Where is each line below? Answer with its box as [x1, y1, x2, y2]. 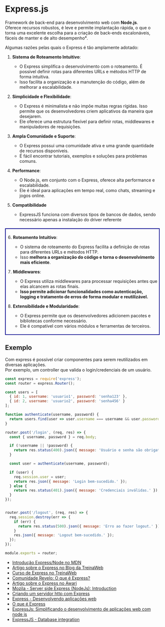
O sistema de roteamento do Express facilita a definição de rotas [20, 244, 150, 250]
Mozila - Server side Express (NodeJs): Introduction [12, 585, 117, 591]
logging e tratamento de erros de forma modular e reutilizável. [20, 294, 148, 299]
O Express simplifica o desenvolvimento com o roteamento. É [19, 63, 143, 69]
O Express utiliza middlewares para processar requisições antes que [20, 278, 158, 284]
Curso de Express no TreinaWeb [12, 569, 77, 576]
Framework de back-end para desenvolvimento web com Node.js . [5, 20, 138, 25]
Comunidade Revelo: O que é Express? [12, 575, 91, 581]
